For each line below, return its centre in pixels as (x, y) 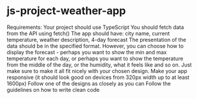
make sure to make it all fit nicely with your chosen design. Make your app (97, 71)
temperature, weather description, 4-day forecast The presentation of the (96, 39)
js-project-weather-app (66, 11)
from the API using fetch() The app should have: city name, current (88, 33)
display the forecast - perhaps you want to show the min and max (87, 52)
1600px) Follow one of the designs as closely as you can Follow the (89, 83)
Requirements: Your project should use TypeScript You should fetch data (95, 27)
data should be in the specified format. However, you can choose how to (95, 46)
